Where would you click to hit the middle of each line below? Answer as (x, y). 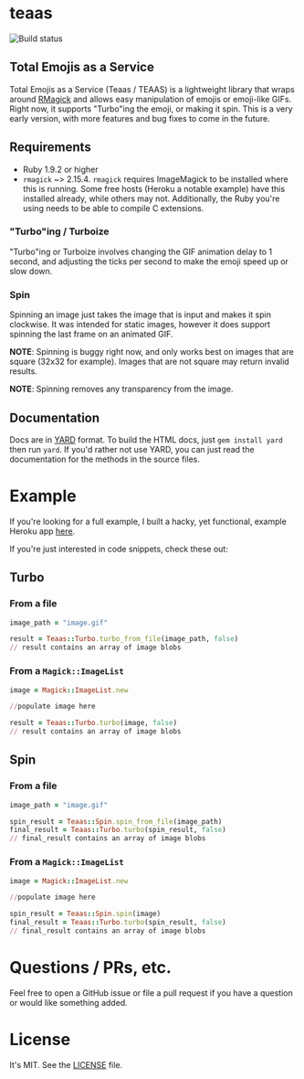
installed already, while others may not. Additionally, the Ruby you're (151, 198)
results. (24, 371)
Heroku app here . (42, 531)
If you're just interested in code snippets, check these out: (119, 549)
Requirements (50, 148)
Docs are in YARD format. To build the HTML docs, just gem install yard (146, 439)
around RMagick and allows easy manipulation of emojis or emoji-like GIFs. (151, 99)
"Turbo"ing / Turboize (59, 231)
